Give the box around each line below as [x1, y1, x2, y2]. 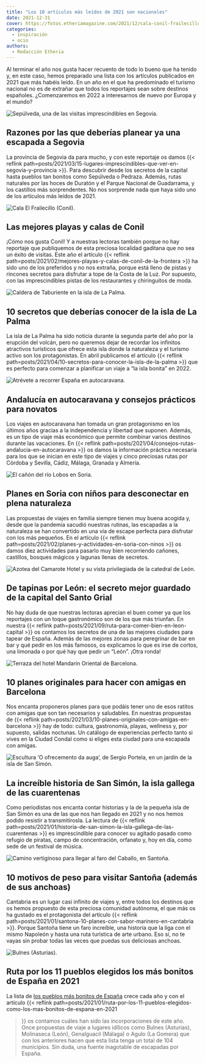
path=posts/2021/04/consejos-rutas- [102, 440, 196, 447]
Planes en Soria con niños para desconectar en [6, 488, 189, 499]
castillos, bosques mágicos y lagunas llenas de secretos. [6, 553, 149, 561]
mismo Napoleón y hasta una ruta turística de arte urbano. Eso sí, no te [6, 930, 185, 938]
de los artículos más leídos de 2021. [6, 192, 96, 199]
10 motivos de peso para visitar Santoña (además [6, 872, 198, 883]
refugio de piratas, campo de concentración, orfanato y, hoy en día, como [6, 836, 192, 844]
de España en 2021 [6, 976, 80, 987]
